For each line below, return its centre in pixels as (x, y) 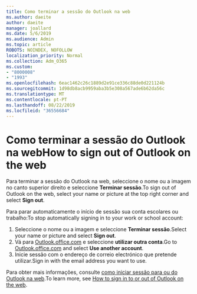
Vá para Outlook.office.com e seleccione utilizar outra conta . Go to (96, 242)
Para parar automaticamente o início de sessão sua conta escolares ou (92, 212)
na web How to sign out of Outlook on (98, 152)
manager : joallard (29, 28)
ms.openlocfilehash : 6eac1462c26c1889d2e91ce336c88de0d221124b (86, 83)
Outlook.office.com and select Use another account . (79, 248)
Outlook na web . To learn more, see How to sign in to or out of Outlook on (95, 279)
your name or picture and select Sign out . (65, 236)
